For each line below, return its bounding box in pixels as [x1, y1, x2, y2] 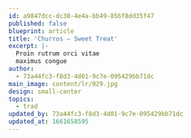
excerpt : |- [8, 42, 49, 50]
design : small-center [8, 87, 82, 96]
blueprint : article [8, 27, 75, 35]
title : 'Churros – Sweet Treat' [8, 34, 118, 43]
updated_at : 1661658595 [8, 118, 89, 126]
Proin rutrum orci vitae [15, 50, 100, 58]
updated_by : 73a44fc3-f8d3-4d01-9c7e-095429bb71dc [8, 110, 184, 119]
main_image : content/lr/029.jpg [8, 80, 118, 88]
